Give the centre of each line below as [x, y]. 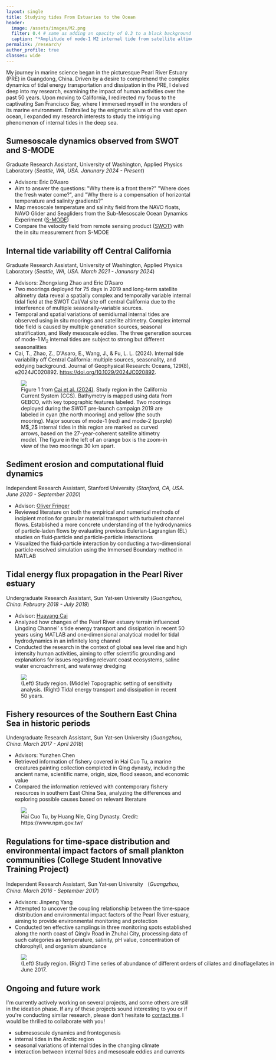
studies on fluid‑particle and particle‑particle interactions [84, 537]
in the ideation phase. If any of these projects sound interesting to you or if [97, 1009]
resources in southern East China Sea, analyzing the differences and [98, 793]
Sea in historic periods [48, 724]
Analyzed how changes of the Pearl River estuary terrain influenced [97, 622]
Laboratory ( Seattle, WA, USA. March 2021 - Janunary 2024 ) [80, 272]
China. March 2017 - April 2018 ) [45, 744]
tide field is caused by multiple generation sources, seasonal [88, 327]
